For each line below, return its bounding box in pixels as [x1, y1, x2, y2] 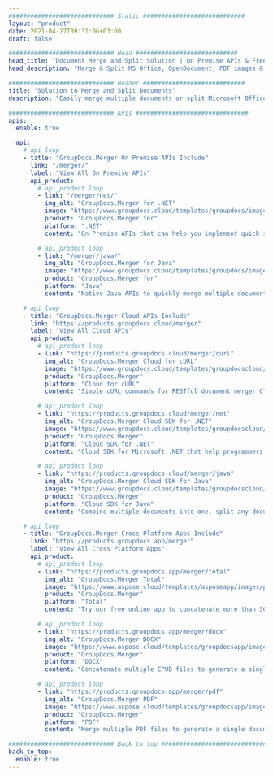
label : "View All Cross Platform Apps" [29, 545, 165, 553]
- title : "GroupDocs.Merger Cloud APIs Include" [23, 312, 191, 320]
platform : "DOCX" [44, 658, 104, 666]
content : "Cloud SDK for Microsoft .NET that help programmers [44, 447, 264, 456]
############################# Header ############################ [8, 79, 245, 87]
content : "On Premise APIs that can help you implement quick [44, 229, 260, 238]
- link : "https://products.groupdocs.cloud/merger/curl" [37, 350, 234, 358]
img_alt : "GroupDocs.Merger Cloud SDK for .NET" [44, 417, 213, 425]
